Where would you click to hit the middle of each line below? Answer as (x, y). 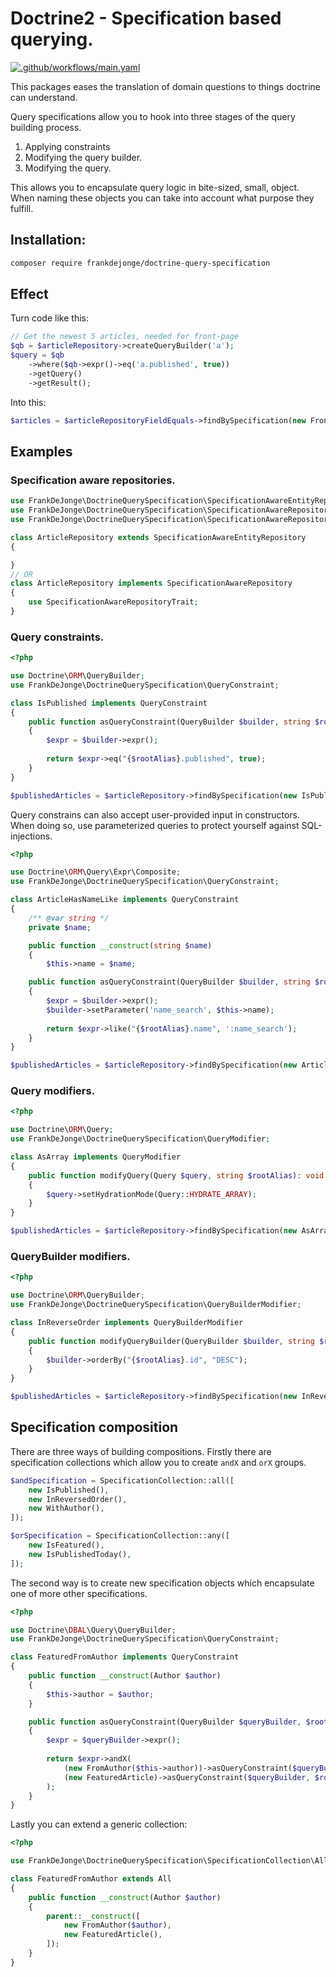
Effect (29, 294)
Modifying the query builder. (83, 157)
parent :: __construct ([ (93, 1916)
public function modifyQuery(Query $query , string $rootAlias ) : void (176, 1175)
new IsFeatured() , (66, 1545)
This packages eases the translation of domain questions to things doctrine (165, 86)
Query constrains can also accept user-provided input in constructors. (155, 814)
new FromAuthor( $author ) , (117, 1925)
